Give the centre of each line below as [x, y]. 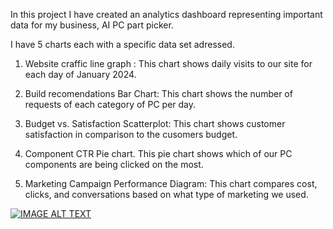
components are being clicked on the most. [114, 164]
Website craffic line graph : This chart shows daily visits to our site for [168, 63]
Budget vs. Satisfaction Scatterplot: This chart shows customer [155, 123]
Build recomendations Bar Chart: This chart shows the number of [158, 93]
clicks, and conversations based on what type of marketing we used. [166, 194]
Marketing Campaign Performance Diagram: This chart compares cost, [171, 183]
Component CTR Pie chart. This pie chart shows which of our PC [158, 153]
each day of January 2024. [80, 74]
